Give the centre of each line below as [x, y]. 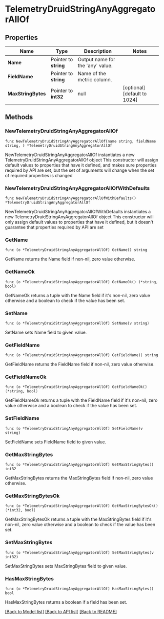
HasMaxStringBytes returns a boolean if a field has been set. [66, 602]
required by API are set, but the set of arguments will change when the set [80, 170]
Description [98, 51]
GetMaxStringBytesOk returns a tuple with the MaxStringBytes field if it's [78, 519]
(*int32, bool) [20, 510]
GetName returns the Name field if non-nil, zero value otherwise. [70, 259]
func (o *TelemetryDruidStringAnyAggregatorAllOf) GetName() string [76, 250]
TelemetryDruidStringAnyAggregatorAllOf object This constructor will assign [82, 160]
